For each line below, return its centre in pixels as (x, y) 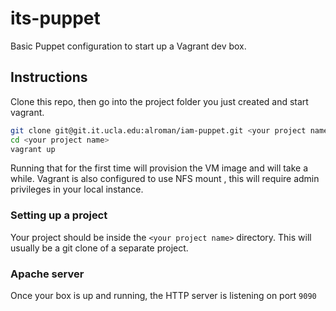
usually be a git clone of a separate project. (99, 248)
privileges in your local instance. (77, 189)
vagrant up (33, 149)
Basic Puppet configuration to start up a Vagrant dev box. (128, 46)
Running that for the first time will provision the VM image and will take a (159, 168)
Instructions (49, 77)
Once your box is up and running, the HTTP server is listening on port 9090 (163, 295)
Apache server (47, 274)
